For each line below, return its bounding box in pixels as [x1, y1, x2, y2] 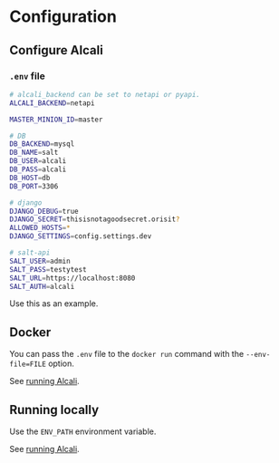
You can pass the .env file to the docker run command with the [9, 349, 245, 360]
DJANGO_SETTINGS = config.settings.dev [9, 232, 152, 241]
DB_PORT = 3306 [9, 181, 59, 191]
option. [48, 358, 75, 369]
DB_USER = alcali [9, 157, 67, 166]
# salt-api [9, 248, 51, 257]
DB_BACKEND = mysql [9, 140, 75, 149]
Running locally [9, 401, 100, 418]
